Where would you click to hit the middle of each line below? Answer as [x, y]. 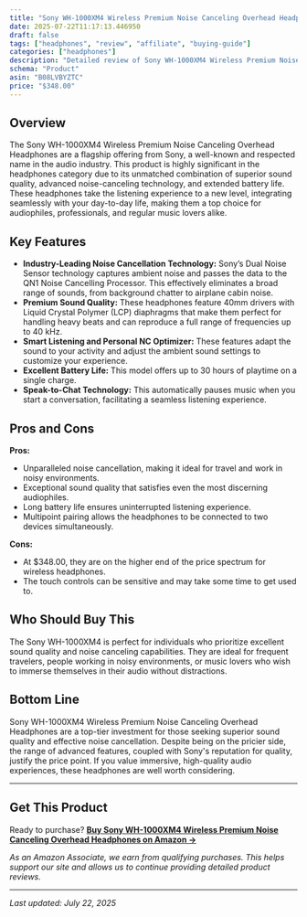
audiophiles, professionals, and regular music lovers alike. [118, 213]
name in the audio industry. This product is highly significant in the [135, 165]
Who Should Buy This [72, 619]
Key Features [48, 242]
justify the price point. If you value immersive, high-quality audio [131, 761]
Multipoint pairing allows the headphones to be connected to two [145, 517]
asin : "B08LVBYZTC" [47, 78]
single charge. [49, 380]
